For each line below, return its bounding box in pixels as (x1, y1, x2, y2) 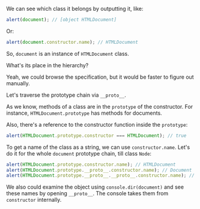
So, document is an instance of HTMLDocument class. (6, 50, 129, 57)
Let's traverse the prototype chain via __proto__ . (6, 91, 126, 98)
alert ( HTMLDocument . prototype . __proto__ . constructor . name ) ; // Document (6, 167, 192, 173)
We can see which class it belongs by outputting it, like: (6, 5, 144, 12)
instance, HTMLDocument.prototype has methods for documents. (6, 109, 162, 117)
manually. (6, 79, 30, 86)
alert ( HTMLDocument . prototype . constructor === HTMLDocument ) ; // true (6, 132, 187, 139)
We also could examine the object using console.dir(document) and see (6, 183, 184, 191)
